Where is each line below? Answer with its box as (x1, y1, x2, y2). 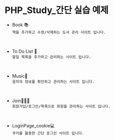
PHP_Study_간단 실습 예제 (5, 4, 109, 16)
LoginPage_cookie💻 (12, 122, 55, 128)
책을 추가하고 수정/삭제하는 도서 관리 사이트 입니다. (12, 29, 106, 35)
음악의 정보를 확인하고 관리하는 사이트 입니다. (12, 79, 95, 84)
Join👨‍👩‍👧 (12, 97, 30, 103)
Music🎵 (12, 73, 28, 79)
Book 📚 (12, 21, 29, 27)
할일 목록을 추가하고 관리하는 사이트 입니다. (12, 54, 91, 59)
